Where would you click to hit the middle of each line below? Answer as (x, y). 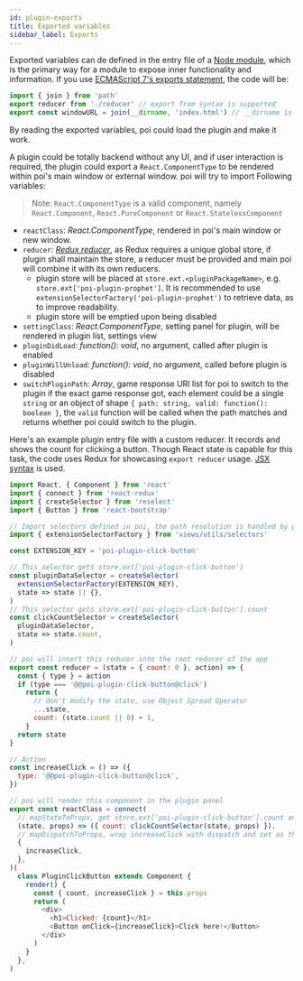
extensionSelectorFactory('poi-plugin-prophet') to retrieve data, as (165, 297)
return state (42, 735)
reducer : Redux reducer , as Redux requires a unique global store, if (147, 250)
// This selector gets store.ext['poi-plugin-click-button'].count (139, 609)
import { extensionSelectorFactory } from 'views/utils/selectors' (139, 535)
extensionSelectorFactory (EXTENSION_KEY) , (98, 584)
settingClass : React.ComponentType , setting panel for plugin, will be (151, 326)
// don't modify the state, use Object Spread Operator (140, 701)
